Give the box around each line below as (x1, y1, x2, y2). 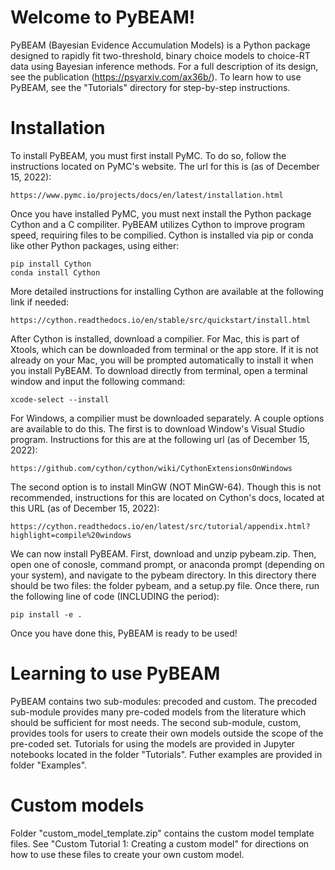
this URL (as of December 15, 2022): (10, 502, 160, 514)
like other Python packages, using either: (10, 239, 180, 251)
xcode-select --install (10, 394, 110, 405)
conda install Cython (10, 267, 101, 278)
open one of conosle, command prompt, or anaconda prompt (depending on (10, 558, 325, 570)
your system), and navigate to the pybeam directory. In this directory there (10, 569, 317, 581)
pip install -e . (10, 609, 83, 620)
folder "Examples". (10, 759, 88, 771)
